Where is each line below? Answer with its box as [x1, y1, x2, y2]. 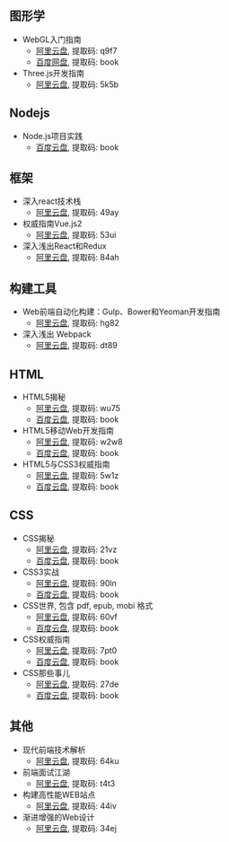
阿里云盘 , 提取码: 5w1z [35, 470, 119, 481]
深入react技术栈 [22, 196, 82, 206]
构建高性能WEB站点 [22, 789, 96, 800]
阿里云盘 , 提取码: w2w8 [35, 436, 123, 447]
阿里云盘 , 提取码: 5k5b [35, 79, 119, 90]
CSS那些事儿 [22, 667, 70, 678]
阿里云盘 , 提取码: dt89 [35, 340, 119, 351]
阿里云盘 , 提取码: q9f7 [35, 45, 118, 56]
